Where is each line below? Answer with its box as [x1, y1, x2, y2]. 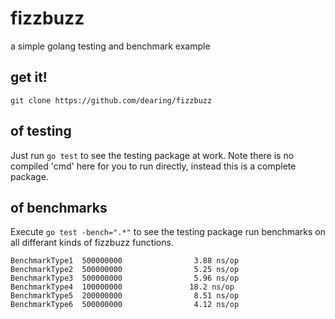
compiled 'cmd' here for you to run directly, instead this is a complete [10, 160, 297, 172]
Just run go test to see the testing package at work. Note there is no [10, 149, 295, 161]
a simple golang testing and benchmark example [10, 40, 211, 52]
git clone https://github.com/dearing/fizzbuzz [10, 95, 213, 106]
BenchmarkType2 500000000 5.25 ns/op [10, 265, 240, 275]
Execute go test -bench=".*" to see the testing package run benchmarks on [10, 226, 326, 238]
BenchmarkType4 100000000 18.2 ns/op [10, 282, 235, 292]
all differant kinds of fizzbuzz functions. [10, 237, 174, 249]
